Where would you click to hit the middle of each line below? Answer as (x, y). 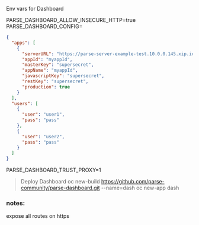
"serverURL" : (38, 54)
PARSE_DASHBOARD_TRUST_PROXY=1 (54, 170)
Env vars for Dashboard (35, 9)
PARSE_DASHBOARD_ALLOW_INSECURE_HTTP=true (71, 20)
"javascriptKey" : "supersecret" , (63, 76)
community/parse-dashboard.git (60, 188)
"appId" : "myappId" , (47, 59)
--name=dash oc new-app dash (140, 188)
